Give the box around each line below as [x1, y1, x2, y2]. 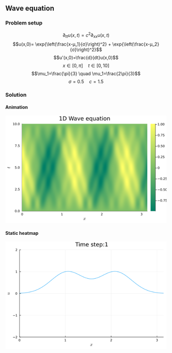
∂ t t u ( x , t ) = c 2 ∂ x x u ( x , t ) [62, 31, 110, 39]
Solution [5, 92, 27, 99]
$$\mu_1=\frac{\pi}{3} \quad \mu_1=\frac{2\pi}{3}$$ [31, 71, 141, 77]
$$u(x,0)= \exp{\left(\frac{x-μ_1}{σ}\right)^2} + [12, 41, 112, 48]
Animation [5, 104, 28, 110]
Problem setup [5, 19, 42, 27]
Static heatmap [5, 230, 39, 236]
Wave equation [5, 4, 55, 13]
